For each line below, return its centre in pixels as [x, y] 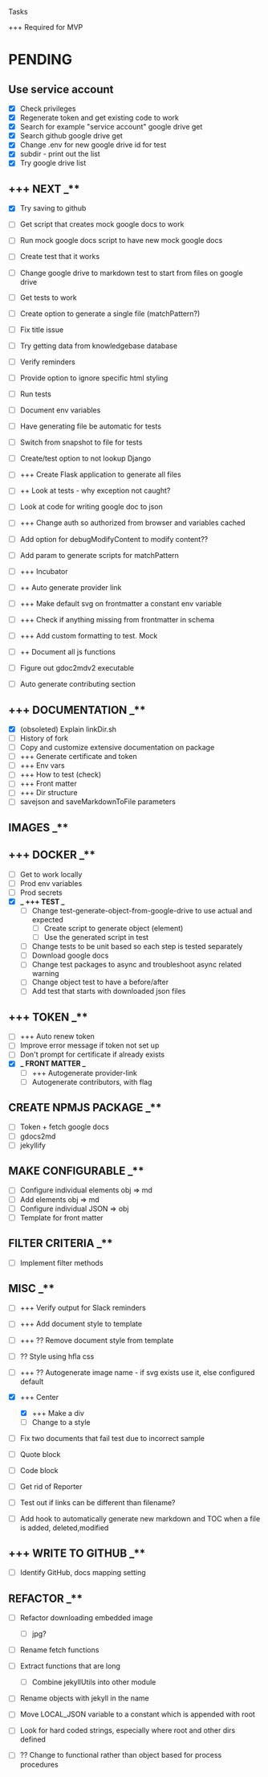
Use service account [61, 89]
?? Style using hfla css [57, 1356]
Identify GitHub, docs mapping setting [83, 1573]
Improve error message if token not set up [89, 1045]
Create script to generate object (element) [114, 929]
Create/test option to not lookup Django [85, 458]
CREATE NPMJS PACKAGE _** [85, 1108]
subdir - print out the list [60, 154]
